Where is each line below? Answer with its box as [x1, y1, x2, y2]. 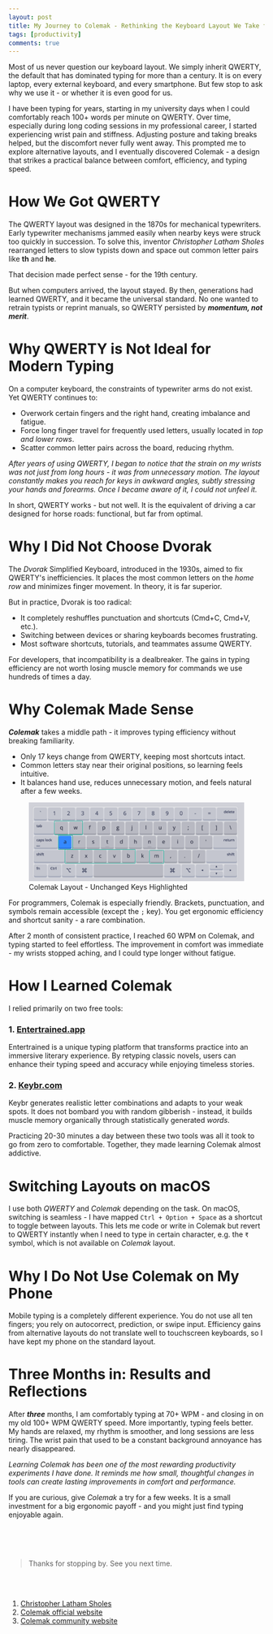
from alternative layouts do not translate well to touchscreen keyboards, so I [8, 1328, 263, 1338]
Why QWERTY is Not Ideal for [8, 340, 211, 358]
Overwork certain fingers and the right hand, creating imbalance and [19, 409, 250, 418]
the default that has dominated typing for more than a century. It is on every [8, 71, 262, 80]
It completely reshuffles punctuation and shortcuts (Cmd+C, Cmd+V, [19, 613, 250, 623]
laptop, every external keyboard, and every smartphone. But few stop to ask [8, 80, 263, 89]
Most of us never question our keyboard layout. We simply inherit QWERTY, [8, 62, 262, 72]
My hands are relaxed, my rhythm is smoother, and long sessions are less [8, 1427, 254, 1437]
